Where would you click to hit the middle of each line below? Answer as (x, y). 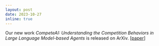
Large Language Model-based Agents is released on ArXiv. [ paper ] (75, 38)
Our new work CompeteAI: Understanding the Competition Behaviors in (79, 33)
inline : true (19, 19)
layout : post (19, 10)
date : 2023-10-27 (23, 14)
